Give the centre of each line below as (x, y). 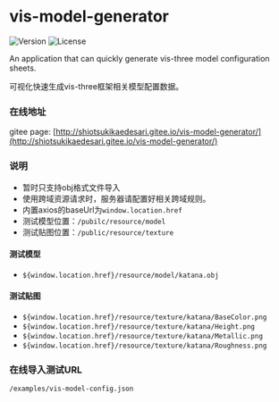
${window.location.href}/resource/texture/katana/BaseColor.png (144, 317)
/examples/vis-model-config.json (72, 389)
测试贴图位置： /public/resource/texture (98, 232)
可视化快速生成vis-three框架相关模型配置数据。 (97, 86)
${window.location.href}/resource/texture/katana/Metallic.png (143, 336)
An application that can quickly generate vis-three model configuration (139, 58)
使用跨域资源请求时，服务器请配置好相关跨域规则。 (116, 198)
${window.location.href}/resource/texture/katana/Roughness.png (144, 346)
